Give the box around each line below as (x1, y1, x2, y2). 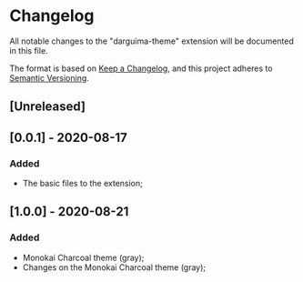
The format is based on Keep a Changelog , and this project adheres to (9, 63, 273, 74)
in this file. (9, 45, 48, 55)
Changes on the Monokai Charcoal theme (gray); (22, 261, 207, 273)
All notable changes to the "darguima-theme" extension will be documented (9, 35, 294, 46)
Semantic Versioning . (9, 72, 89, 83)
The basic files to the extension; (22, 178, 143, 189)
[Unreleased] (9, 99, 86, 115)
